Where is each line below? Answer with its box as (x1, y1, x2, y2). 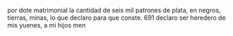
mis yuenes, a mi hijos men (7, 21, 86, 29)
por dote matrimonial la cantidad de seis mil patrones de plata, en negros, (7, 6, 221, 14)
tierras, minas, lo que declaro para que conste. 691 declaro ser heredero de (7, 13, 227, 22)
